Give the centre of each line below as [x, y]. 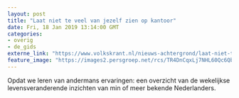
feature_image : [30, 60]
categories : [25, 34]
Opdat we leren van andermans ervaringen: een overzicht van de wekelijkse [119, 80]
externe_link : [28, 54]
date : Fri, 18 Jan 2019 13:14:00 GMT [63, 27]
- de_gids [22, 47]
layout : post [27, 14]
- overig [20, 40]
